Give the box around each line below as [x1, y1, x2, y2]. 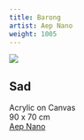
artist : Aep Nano [9, 21, 73, 30]
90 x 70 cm [9, 112, 50, 122]
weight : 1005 [9, 29, 57, 38]
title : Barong [9, 12, 62, 22]
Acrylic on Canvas [9, 103, 76, 113]
